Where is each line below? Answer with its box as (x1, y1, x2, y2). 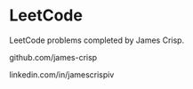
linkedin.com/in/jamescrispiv (9, 69, 115, 80)
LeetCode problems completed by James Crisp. (9, 35, 185, 45)
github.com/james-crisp (9, 52, 98, 62)
